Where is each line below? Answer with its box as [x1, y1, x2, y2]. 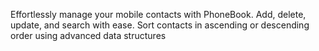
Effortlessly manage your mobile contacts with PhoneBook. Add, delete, [10, 9, 307, 20]
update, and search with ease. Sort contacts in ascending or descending [10, 19, 310, 31]
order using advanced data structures [10, 30, 167, 41]
